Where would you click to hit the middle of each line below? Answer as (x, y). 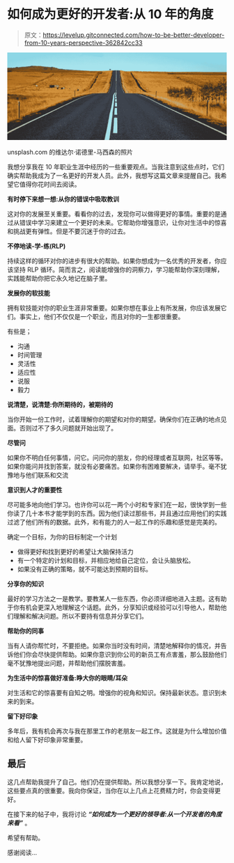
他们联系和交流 (47, 475)
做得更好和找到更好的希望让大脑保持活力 (75, 552)
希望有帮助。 (25, 837)
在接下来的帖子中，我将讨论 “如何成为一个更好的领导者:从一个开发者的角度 (115, 814)
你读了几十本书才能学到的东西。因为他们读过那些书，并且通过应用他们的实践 (117, 513)
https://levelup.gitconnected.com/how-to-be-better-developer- (134, 35)
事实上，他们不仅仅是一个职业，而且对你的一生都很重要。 (102, 316)
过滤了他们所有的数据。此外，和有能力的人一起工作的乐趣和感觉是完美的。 (114, 522)
